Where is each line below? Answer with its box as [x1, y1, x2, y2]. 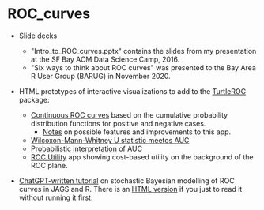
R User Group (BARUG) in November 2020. [30, 71, 171, 81]
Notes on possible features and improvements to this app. [42, 127, 232, 137]
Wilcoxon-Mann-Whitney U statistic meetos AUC [30, 135, 190, 144]
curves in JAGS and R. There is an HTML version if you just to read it [18, 184, 243, 193]
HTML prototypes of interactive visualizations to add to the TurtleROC [18, 86, 247, 96]
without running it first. [18, 193, 93, 202]
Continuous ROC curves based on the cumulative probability [30, 110, 228, 119]
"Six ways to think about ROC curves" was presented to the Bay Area [30, 62, 256, 72]
